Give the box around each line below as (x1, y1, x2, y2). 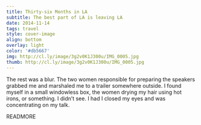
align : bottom (6, 37, 42, 43)
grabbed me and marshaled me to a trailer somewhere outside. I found (6, 82, 182, 89)
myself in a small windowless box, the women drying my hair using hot (6, 88, 182, 96)
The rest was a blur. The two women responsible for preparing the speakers (6, 76, 195, 83)
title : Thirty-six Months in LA (6, 8, 88, 15)
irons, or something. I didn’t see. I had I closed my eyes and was (6, 94, 166, 102)
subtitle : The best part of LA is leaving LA (6, 14, 123, 20)
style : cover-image (6, 31, 56, 37)
